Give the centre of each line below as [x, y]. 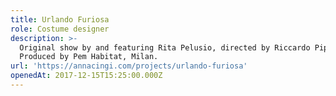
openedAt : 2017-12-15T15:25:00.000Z [86, 76]
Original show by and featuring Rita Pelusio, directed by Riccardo [165, 47]
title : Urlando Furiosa [60, 19]
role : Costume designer [60, 29]
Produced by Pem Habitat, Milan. [89, 57]
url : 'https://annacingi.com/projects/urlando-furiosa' [129, 66]
